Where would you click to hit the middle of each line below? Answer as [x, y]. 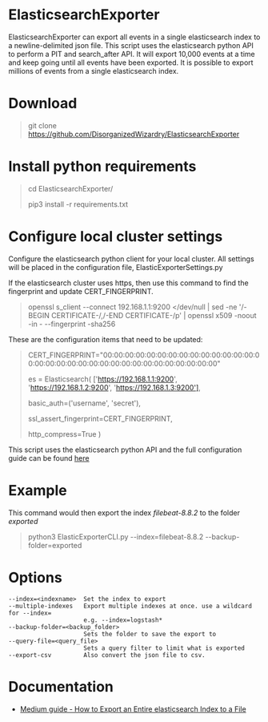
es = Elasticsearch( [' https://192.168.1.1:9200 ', [102, 379]
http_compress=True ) [64, 434]
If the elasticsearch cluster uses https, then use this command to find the [129, 283]
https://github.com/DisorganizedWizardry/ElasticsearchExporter [134, 134]
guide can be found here [49, 458]
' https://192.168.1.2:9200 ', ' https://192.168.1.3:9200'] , [114, 387]
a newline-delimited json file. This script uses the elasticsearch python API [131, 45]
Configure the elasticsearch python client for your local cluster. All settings [131, 259]
